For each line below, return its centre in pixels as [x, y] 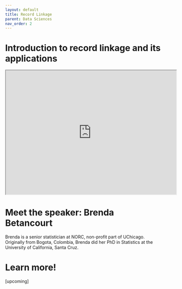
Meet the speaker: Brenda [60, 213]
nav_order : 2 [19, 24]
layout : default [22, 10]
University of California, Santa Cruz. [42, 248]
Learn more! [31, 267]
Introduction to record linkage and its [83, 48]
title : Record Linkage [29, 14]
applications [31, 59]
